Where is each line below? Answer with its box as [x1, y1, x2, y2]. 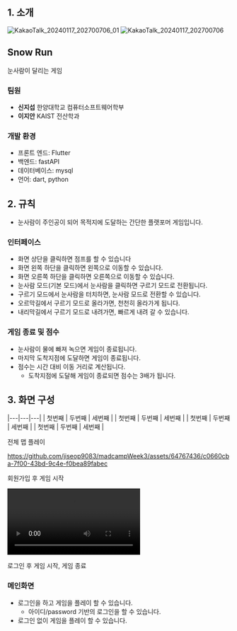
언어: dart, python [17, 175, 69, 184]
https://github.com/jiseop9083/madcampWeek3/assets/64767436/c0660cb [7, 452, 230, 461]
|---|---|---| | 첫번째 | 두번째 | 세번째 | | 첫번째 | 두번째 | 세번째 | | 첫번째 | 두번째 [7, 414, 231, 422]
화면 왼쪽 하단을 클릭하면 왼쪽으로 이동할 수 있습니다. [17, 264, 163, 272]
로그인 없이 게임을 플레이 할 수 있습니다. [17, 616, 127, 625]
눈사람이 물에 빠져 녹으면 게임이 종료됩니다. [17, 345, 137, 353]
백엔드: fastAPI [17, 158, 60, 166]
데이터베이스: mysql [17, 166, 74, 175]
